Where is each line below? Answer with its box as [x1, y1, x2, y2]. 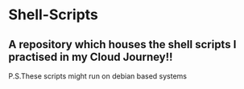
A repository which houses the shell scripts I [8, 38, 237, 51]
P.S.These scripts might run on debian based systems [8, 71, 188, 81]
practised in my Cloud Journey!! [8, 50, 173, 63]
